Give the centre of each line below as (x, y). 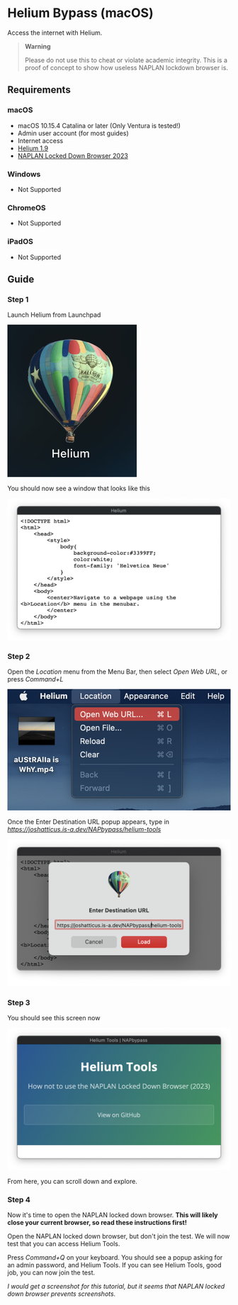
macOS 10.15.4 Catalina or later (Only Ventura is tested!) (99, 125)
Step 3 (19, 1002)
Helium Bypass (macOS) (80, 13)
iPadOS (20, 242)
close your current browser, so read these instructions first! (97, 1223)
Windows (24, 174)
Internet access (40, 140)
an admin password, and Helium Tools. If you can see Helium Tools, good (114, 1265)
